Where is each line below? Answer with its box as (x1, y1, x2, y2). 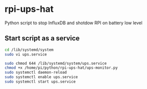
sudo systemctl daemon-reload (4, 70, 67, 75)
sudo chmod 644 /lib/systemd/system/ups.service (4, 61, 107, 66)
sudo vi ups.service (4, 52, 48, 57)
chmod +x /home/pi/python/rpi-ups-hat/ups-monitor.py (4, 65, 118, 70)
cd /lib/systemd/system (4, 47, 54, 52)
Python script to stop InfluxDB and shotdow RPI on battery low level (4, 20, 143, 26)
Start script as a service (4, 34, 80, 43)
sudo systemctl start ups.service (4, 79, 76, 84)
